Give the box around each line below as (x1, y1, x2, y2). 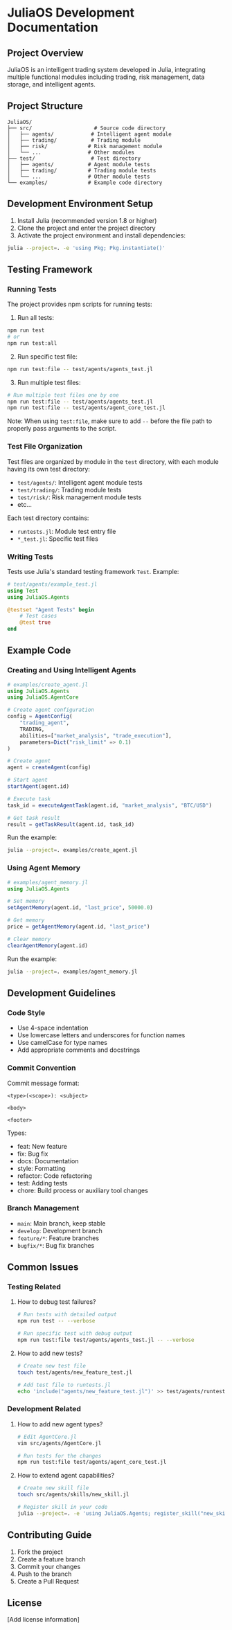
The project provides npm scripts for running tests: (7, 300, 152, 309)
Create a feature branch (17, 1555, 86, 1563)
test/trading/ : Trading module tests (17, 485, 122, 494)
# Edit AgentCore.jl (17, 1433, 77, 1440)
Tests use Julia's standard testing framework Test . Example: (7, 567, 179, 575)
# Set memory (7, 898, 45, 905)
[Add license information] (7, 1615, 80, 1624)
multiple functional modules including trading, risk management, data (7, 73, 205, 81)
